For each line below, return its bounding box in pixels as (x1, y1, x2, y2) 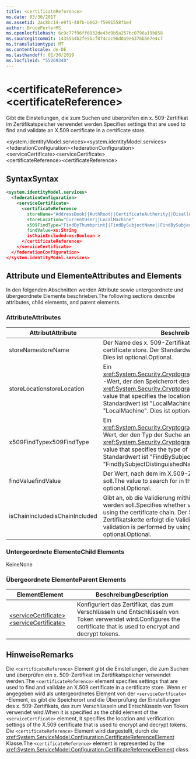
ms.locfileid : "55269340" (6, 57, 69, 63)
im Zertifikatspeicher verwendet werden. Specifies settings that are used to (6, 121, 186, 128)
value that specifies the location (103, 391, 191, 400)
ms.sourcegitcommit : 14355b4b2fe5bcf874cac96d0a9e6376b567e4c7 (6, 36, 163, 42)
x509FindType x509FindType (9, 438, 89, 446)
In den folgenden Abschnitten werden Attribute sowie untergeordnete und (6, 286, 184, 293)
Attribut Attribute (29, 328, 77, 336)
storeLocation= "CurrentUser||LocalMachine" (27, 217, 134, 222)
